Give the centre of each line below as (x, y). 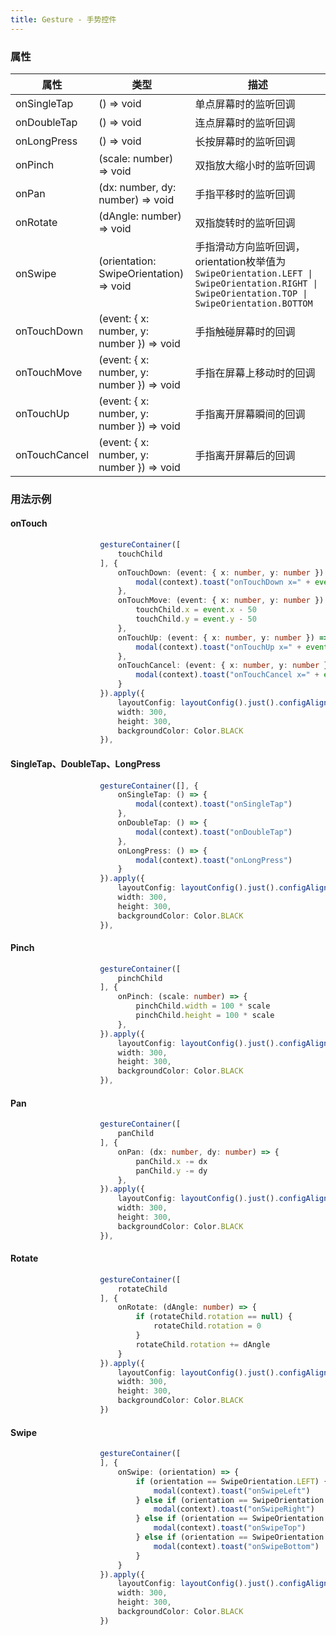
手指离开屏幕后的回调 (245, 455)
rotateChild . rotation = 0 (207, 1326)
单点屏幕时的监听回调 (245, 104)
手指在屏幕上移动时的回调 (255, 373)
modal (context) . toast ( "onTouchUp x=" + (218, 647)
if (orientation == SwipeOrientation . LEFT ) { (232, 1481)
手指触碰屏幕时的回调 (245, 331)
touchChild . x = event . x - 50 (196, 610)
